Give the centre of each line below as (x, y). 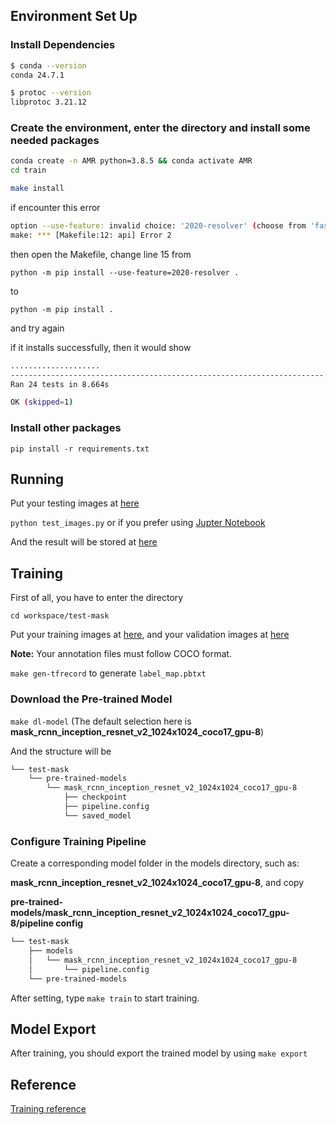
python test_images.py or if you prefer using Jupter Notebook (138, 523)
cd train (28, 170)
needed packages (55, 141)
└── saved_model (97, 815)
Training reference (48, 1109)
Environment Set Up (74, 16)
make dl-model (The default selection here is (101, 721)
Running (37, 479)
